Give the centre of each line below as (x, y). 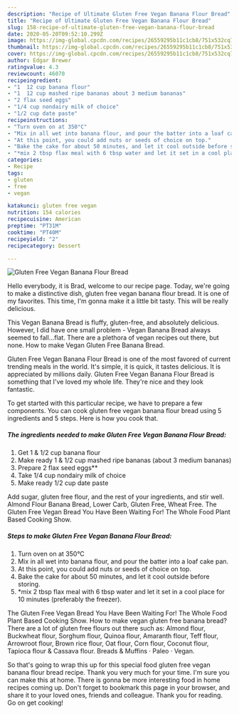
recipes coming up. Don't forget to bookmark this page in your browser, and (119, 688)
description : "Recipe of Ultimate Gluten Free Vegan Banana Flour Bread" (119, 14)
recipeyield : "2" (33, 239)
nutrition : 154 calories (44, 213)
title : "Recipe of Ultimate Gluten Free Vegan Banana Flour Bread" (110, 21)
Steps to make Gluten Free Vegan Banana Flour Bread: (90, 536)
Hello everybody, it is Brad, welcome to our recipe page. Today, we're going (118, 286)
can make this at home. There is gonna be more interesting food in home (114, 680)
